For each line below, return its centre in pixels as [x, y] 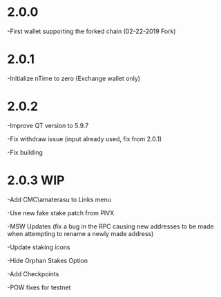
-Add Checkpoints [33, 273]
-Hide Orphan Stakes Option [48, 260]
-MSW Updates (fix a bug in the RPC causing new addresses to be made [110, 226]
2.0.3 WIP [36, 180]
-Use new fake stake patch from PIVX [61, 213]
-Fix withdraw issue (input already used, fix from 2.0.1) [85, 138]
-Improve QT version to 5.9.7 [48, 125]
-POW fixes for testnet [39, 287]
